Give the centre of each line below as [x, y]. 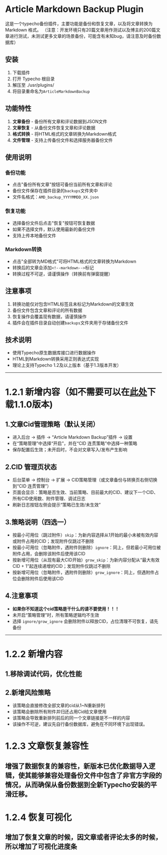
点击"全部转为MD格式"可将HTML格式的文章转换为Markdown [74, 261]
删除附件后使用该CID [42, 579]
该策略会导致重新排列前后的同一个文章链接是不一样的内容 [71, 718]
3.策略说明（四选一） [38, 522]
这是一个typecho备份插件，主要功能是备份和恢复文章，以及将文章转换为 [79, 23]
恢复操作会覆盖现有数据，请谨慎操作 [49, 316]
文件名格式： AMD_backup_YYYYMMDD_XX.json [56, 197]
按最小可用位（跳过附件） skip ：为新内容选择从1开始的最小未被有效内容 [85, 535]
